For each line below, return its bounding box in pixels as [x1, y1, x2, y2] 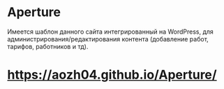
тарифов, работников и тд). [7, 42, 89, 50]
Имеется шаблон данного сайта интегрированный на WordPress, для [7, 27, 214, 36]
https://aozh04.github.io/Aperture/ [7, 67, 218, 83]
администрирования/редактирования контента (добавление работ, [7, 34, 209, 43]
